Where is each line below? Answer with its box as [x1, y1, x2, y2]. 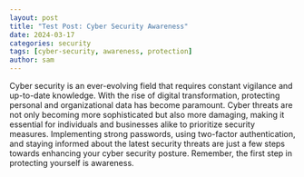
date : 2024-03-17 [9, 30, 75, 39]
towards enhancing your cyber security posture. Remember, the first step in [9, 148, 293, 159]
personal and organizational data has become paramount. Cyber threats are [9, 100, 293, 110]
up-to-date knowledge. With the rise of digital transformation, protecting [9, 90, 280, 101]
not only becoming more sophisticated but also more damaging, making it [9, 110, 285, 120]
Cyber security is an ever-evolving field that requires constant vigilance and [9, 81, 293, 91]
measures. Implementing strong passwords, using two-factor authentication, [9, 129, 296, 139]
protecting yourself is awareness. [9, 158, 134, 168]
